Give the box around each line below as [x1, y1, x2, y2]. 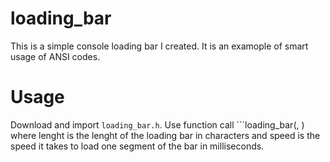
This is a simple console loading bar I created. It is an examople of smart [10, 40, 309, 52]
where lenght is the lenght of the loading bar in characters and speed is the [10, 129, 321, 141]
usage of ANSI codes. [10, 50, 101, 62]
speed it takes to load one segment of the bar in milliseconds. [10, 140, 265, 152]
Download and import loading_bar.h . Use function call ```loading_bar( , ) [10, 118, 305, 131]
